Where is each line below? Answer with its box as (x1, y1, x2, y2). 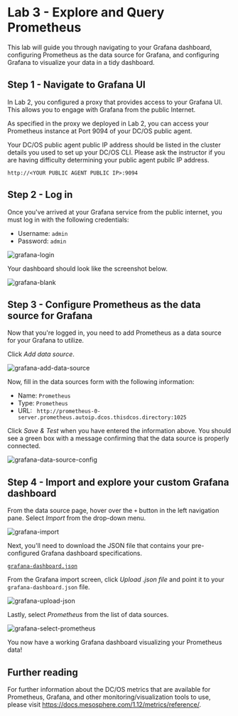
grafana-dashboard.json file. (7, 583, 90, 591)
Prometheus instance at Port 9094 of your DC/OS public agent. (7, 126, 193, 135)
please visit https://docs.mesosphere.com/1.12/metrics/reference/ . (7, 700, 201, 709)
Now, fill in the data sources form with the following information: (7, 378, 195, 386)
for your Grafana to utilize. (7, 336, 84, 345)
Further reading (7, 666, 78, 678)
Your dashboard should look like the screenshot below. (7, 264, 168, 273)
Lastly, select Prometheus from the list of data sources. (7, 611, 169, 619)
